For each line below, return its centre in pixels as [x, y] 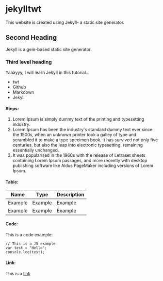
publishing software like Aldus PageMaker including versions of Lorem [83, 165]
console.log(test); [25, 252]
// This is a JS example [31, 244]
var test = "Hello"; [26, 248]
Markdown [23, 92]
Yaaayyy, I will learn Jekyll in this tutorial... [48, 73]
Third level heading [29, 62]
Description [70, 195]
